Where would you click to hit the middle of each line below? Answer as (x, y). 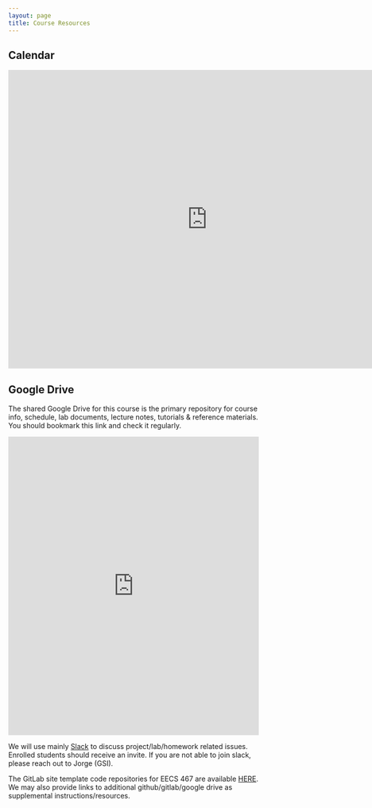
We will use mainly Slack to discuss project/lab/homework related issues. (128, 747)
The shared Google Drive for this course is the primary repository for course (133, 409)
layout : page (30, 16)
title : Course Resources (49, 23)
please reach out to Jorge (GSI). (61, 763)
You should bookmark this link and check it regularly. (95, 426)
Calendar (31, 55)
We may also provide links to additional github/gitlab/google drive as (120, 787)
